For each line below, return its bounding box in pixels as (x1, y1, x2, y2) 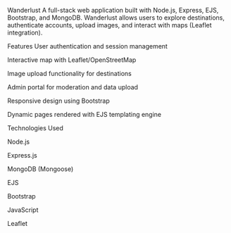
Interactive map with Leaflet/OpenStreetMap (7, 56, 137, 64)
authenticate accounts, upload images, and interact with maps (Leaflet (7, 21, 213, 29)
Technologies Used (7, 124, 63, 132)
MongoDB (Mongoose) (7, 165, 74, 173)
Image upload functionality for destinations (7, 70, 132, 77)
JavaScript (7, 206, 39, 214)
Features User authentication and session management (7, 42, 168, 50)
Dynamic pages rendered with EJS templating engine (7, 111, 162, 118)
